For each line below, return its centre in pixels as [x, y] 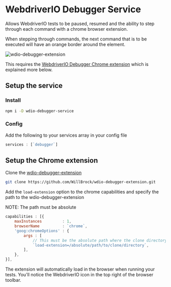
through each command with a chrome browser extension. [67, 29]
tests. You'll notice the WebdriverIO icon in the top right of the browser [79, 275]
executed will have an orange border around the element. [65, 44]
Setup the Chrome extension [52, 160]
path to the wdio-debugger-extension [45, 197]
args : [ [33, 236]
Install [13, 100]
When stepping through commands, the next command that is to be [76, 39]
